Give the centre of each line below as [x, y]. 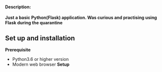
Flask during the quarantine [34, 23]
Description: [18, 7]
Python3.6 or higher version [40, 59]
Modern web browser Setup [41, 64]
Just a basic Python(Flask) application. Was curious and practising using [81, 18]
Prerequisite [18, 50]
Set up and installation [40, 38]
